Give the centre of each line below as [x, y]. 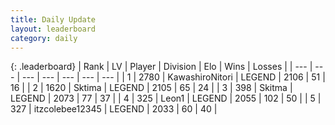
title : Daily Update [53, 19]
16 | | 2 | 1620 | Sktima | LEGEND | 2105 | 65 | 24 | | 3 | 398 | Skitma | [151, 88]
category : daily [44, 38]
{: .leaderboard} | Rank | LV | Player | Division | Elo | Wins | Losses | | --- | [161, 67]
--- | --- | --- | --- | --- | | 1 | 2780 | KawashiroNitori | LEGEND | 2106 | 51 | [173, 77]
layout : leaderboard [53, 29]
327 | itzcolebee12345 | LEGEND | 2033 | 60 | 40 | [114, 109]
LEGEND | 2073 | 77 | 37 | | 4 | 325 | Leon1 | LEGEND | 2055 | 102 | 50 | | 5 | [166, 98]
